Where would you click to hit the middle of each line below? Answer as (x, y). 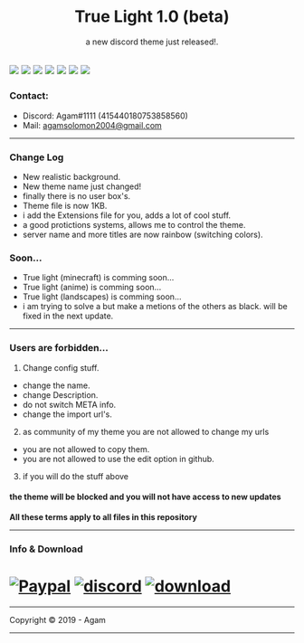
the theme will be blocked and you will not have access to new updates (146, 497)
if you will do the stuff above (76, 476)
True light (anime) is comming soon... (92, 288)
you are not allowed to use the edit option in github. (118, 459)
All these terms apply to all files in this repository (103, 516)
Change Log (37, 157)
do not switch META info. (69, 404)
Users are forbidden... (59, 348)
